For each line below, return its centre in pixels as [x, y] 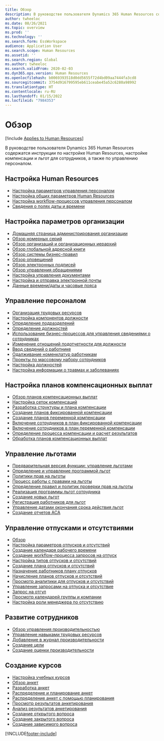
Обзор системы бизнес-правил [45, 254]
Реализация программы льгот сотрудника [56, 492]
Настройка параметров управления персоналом [63, 190]
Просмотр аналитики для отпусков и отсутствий [63, 581]
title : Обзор [18, 10]
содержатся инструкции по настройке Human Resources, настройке [76, 153]
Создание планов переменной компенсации [59, 418]
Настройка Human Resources [52, 179]
